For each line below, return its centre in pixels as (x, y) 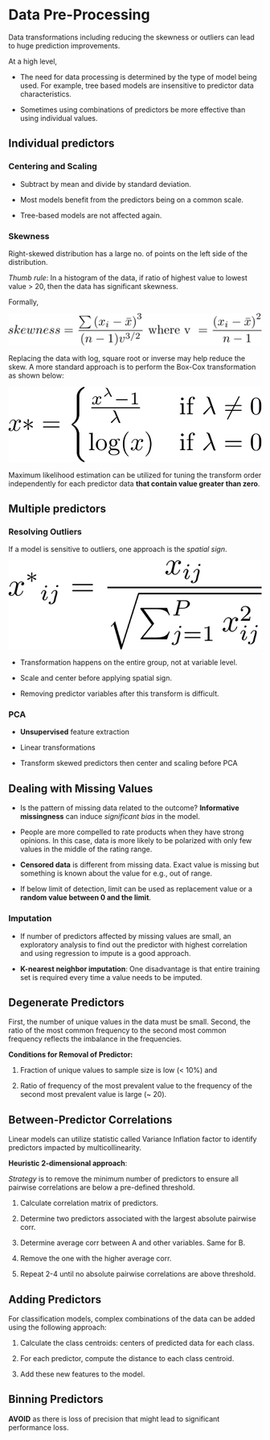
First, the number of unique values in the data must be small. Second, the (130, 1022)
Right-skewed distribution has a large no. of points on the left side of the (128, 253)
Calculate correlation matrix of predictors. (89, 1203)
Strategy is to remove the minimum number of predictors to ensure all (123, 1179)
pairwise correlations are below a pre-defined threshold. (102, 1188)
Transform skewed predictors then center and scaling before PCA (129, 763)
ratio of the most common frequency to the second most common (117, 1030)
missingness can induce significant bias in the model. (110, 817)
